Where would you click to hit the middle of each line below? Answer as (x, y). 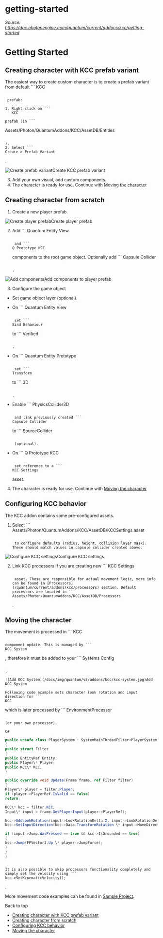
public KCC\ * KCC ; (24, 767)
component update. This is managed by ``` (49, 645)
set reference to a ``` (38, 466)
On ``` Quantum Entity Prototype (44, 356)
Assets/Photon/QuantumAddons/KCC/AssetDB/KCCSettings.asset (78, 530)
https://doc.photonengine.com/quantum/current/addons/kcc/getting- (74, 27)
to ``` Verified (25, 334)
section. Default (119, 587)
